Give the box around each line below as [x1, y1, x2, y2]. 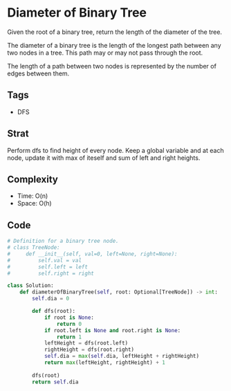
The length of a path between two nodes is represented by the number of [7, 62, 216, 70]
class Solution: [7, 282, 54, 289]
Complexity [7, 173, 59, 185]
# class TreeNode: [7, 244, 60, 251]
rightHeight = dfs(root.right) [44, 346, 135, 354]
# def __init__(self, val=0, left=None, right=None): [7, 251, 178, 257]
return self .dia [32, 379, 79, 385]
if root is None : [44, 313, 95, 321]
